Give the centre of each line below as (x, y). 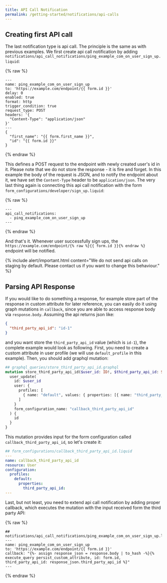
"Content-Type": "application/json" (47, 119)
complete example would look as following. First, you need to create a (77, 347)
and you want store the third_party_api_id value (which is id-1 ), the (76, 342)
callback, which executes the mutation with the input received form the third (83, 507)
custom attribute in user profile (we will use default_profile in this (73, 353)
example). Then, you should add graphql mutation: (57, 358)
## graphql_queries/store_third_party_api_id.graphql (62, 367)
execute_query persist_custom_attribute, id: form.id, (63, 558)
